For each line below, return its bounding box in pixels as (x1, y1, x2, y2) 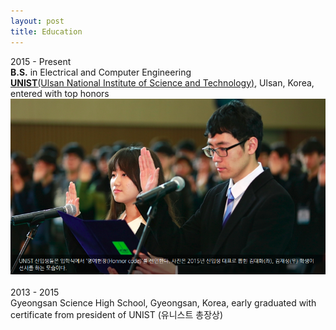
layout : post (10, 16, 65, 26)
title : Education (10, 26, 83, 37)
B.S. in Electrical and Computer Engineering (10, 66, 192, 78)
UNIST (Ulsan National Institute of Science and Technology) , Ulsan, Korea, (10, 76, 315, 89)
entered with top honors (10, 87, 110, 99)
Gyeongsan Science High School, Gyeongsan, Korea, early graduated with (10, 297, 317, 309)
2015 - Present (10, 55, 72, 67)
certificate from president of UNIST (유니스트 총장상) (10, 309, 224, 321)
